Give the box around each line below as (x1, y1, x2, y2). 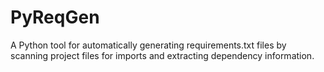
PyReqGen (10, 6, 100, 29)
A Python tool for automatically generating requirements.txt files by (10, 39, 287, 51)
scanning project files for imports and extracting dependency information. (10, 49, 315, 61)
